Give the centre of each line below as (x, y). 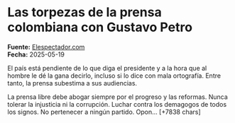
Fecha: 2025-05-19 (36, 54)
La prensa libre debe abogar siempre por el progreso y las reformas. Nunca (118, 97)
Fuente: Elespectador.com (46, 47)
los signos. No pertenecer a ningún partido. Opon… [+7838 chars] (104, 112)
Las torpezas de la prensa (84, 12)
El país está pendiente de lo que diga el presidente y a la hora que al (107, 68)
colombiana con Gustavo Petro (100, 27)
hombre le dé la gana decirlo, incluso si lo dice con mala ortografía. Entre (114, 76)
